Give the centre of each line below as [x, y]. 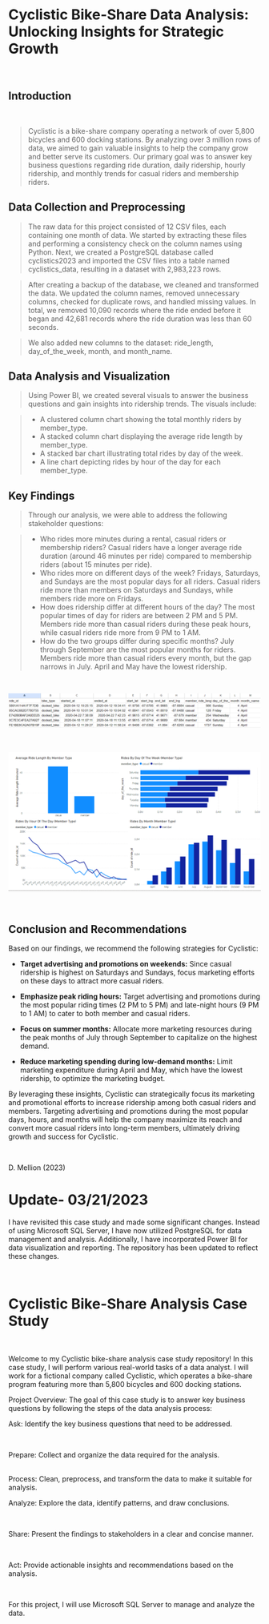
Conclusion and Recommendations [98, 929]
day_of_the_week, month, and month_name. [100, 351]
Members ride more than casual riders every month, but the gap [146, 658]
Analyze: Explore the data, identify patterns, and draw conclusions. [119, 1502]
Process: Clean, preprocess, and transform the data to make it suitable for [130, 1478]
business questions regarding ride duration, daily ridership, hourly [137, 165]
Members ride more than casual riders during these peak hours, [145, 624]
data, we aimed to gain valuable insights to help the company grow [138, 148]
